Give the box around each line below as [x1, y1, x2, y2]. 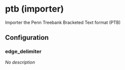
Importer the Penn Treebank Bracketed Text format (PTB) [5, 19, 121, 25]
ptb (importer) [5, 3, 64, 15]
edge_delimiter [5, 48, 42, 55]
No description [5, 59, 35, 65]
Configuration [5, 34, 49, 42]
